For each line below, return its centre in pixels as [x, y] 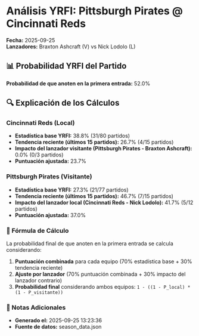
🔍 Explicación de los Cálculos [63, 103]
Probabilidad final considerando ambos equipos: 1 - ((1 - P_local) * [102, 287]
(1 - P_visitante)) [39, 293]
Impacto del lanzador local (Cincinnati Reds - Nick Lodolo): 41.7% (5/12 [104, 202]
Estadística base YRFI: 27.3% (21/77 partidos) [72, 190]
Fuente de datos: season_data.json [58, 327]
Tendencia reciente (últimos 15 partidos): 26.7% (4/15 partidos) [94, 142]
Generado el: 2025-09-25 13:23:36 [58, 320]
